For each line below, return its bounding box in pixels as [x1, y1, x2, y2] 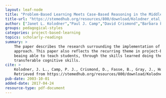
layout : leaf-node [5, 7, 43, 12]
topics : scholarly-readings [5, 35, 63, 40]
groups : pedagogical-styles [5, 26, 63, 31]
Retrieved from [14, 72, 45, 77]
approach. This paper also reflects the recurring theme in [14, 49, 140, 53]
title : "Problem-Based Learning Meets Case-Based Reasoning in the [5, 12, 147, 17]
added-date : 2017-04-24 [5, 81, 54, 86]
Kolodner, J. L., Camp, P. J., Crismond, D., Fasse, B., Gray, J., [14, 67, 156, 72]
